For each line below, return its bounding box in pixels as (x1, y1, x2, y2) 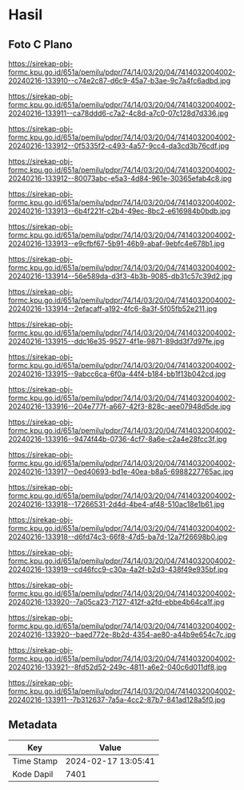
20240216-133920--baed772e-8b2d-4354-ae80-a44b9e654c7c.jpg (8, 630, 236, 639)
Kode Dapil (12, 768, 54, 780)
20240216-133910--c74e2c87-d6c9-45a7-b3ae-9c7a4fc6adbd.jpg (8, 76, 230, 85)
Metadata (8, 718, 58, 731)
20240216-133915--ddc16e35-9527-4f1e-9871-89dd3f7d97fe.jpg (8, 337, 225, 346)
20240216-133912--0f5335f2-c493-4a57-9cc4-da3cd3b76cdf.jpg (8, 141, 230, 150)
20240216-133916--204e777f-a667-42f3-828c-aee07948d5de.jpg (8, 402, 231, 411)
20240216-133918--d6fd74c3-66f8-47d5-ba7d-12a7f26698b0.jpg (8, 532, 228, 541)
